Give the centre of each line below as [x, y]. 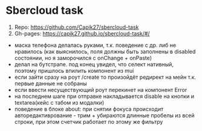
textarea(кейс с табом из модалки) [59, 102]
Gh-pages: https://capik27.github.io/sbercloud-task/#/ [82, 33]
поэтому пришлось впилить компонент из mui [74, 70]
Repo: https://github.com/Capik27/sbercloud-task [77, 27]
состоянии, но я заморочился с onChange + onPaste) [83, 58]
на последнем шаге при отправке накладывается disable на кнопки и [104, 96]
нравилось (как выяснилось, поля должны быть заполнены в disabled [105, 51]
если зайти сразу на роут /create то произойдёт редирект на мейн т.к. [105, 77]
